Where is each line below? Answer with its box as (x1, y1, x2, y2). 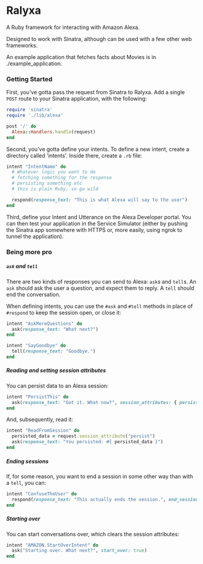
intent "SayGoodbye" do (6, 342, 66, 349)
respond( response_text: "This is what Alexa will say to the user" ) (11, 197, 188, 203)
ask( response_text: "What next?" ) (11, 326, 98, 332)
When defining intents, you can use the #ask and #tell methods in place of (6, 303, 193, 310)
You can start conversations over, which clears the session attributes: (6, 530, 179, 537)
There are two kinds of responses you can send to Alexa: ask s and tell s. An (6, 278, 196, 285)
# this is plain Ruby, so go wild (11, 186, 98, 192)
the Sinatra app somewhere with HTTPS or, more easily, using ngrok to (6, 226, 182, 233)
